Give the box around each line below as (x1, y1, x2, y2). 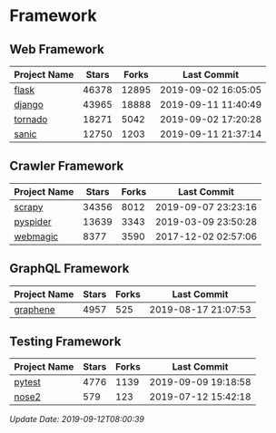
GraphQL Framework (9, 261, 130, 276)
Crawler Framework (9, 159, 124, 174)
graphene (14, 303, 56, 315)
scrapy (14, 200, 44, 213)
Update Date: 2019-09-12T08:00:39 (9, 414, 145, 425)
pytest (14, 376, 41, 389)
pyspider (14, 215, 52, 227)
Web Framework (9, 42, 104, 57)
